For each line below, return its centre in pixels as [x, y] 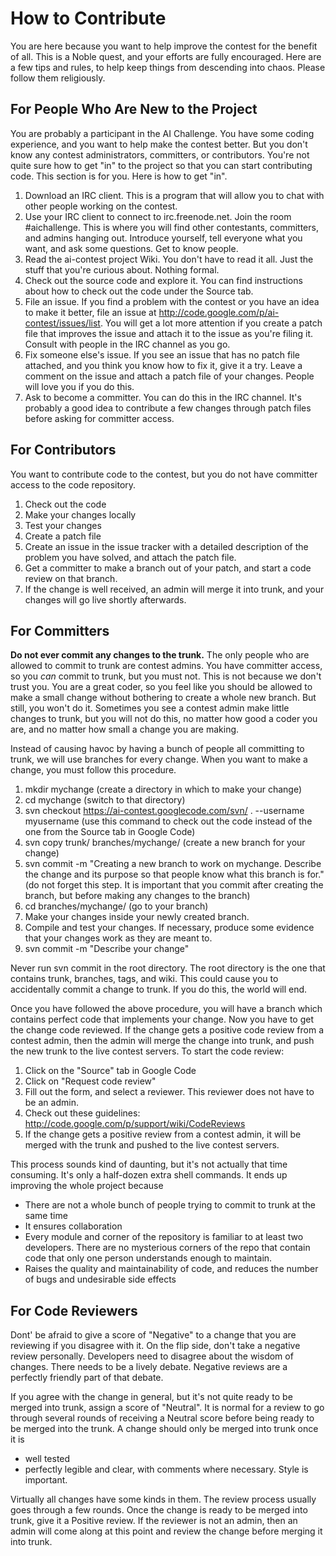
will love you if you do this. [79, 386]
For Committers [60, 630]
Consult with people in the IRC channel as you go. [127, 344]
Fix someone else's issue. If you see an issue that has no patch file [162, 354]
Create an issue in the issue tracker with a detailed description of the [166, 546]
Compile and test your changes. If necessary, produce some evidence [169, 928]
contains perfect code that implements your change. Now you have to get [162, 1019]
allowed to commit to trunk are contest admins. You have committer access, [166, 666]
